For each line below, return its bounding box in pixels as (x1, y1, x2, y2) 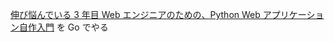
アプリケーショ (262, 9, 325, 20)
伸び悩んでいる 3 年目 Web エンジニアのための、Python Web (10, 9, 261, 20)
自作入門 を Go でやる (18, 21, 109, 33)
